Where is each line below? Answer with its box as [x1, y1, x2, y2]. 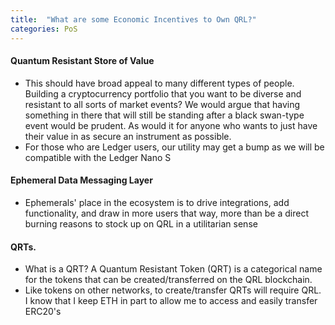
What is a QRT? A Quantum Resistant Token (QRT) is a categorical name [24, 263, 323, 275]
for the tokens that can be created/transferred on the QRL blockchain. [24, 274, 313, 286]
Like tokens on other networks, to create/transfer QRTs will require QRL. [24, 284, 322, 296]
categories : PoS [10, 24, 78, 34]
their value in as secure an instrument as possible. [24, 130, 232, 142]
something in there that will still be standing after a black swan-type [24, 109, 305, 121]
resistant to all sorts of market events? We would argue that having [24, 98, 300, 110]
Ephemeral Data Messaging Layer [10, 174, 153, 186]
